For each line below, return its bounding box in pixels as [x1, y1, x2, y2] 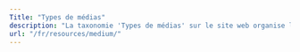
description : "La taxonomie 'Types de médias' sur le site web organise [9, 21, 286, 30]
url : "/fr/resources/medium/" [9, 29, 122, 38]
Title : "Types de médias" [9, 12, 105, 22]
